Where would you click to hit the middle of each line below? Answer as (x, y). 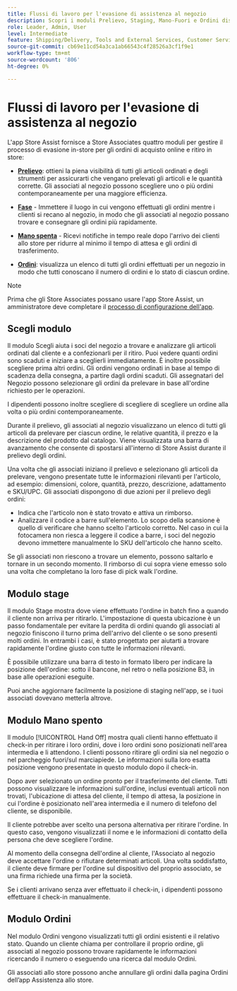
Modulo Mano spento (55, 720)
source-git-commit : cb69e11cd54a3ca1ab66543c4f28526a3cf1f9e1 (101, 47)
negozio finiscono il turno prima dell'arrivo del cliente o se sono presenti (112, 633)
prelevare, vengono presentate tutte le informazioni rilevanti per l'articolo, (114, 476)
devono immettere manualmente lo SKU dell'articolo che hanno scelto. (120, 543)
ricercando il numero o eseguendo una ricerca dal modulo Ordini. (102, 959)
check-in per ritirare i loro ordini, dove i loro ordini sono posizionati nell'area (117, 745)
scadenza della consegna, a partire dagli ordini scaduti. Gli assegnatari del (116, 376)
